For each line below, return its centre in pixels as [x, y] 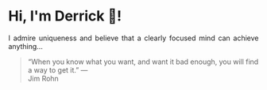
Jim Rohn [43, 78]
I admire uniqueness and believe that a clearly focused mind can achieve [133, 38]
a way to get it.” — [58, 69]
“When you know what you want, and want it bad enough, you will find [143, 62]
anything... [26, 46]
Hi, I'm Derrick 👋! [65, 16]
